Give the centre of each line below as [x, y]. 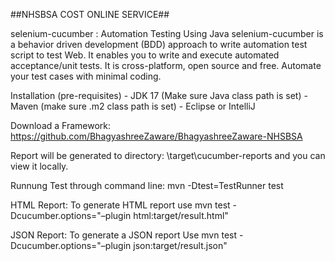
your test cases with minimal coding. [86, 76]
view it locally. [39, 166]
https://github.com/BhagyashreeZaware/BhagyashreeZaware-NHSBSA [156, 136]
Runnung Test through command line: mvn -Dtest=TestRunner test [147, 185]
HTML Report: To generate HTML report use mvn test [120, 205]
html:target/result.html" [181, 215]
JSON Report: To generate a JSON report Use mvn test [124, 235]
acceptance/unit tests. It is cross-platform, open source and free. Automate [166, 65]
